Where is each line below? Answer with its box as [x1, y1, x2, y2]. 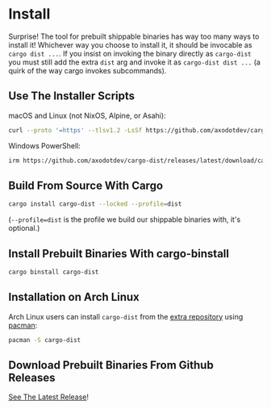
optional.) [8, 223, 40, 233]
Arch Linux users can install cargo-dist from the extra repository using [8, 311, 244, 321]
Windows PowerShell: [8, 140, 81, 150]
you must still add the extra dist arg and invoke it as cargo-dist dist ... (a [8, 57, 261, 67]
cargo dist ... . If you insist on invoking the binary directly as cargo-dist [8, 48, 252, 58]
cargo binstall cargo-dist [8, 268, 99, 276]
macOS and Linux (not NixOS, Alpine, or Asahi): [8, 111, 167, 120]
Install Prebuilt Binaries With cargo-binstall [8, 247, 230, 261]
